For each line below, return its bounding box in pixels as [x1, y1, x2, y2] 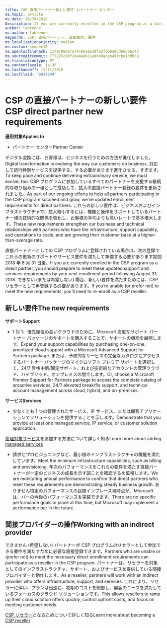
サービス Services [5, 397, 42, 403]
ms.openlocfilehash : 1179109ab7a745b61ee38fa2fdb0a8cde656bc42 [5, 49, 139, 54]
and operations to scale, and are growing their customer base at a [5, 232, 140, 237]
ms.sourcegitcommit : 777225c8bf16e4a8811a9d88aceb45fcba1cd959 [5, 53, 139, 59]
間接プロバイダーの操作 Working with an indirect [5, 520, 155, 529]
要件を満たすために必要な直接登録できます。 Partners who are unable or [13, 549, 161, 554]
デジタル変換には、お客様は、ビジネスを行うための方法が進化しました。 [5, 155, 153, 160]
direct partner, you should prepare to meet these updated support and [5, 265, 149, 271]
